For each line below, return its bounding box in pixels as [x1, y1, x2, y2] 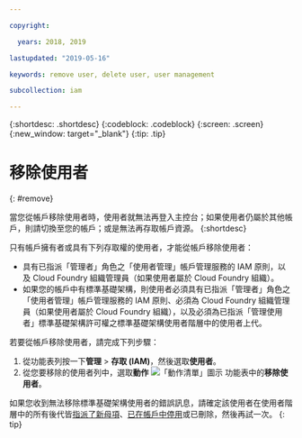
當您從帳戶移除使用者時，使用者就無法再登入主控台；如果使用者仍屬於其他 [9, 212, 285, 223]
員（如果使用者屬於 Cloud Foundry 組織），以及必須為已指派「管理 [22, 306, 268, 317]
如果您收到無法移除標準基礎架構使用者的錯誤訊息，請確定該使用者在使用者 [9, 397, 285, 408]
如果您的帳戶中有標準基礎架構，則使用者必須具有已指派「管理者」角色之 [22, 284, 290, 295]
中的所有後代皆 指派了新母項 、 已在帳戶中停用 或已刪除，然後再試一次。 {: [16, 409, 285, 420]
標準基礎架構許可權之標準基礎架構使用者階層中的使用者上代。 [38, 317, 267, 329]
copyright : [9, 21, 50, 30]
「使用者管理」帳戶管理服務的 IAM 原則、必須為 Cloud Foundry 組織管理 [22, 295, 290, 306]
